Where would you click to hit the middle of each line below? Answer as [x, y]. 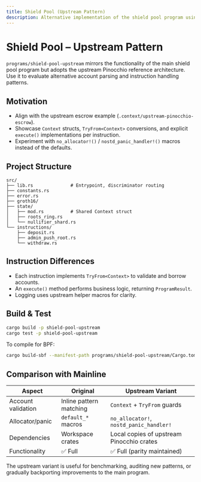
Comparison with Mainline [56, 374]
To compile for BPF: [31, 344]
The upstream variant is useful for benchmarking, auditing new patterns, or [99, 466]
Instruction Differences [50, 261]
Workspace [77, 434]
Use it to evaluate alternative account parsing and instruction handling [93, 76]
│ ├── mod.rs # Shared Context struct [69, 212]
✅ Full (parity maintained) [146, 451]
